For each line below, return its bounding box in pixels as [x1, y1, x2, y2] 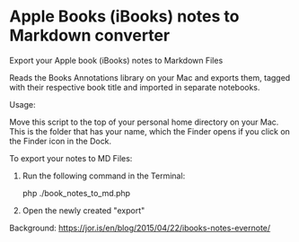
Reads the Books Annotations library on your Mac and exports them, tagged [9, 72, 291, 82]
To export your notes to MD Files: [9, 152, 133, 163]
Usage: [9, 99, 36, 109]
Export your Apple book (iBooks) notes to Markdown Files [9, 55, 224, 65]
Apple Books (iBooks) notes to [9, 6, 240, 27]
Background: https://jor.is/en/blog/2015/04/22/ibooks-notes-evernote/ [9, 222, 271, 233]
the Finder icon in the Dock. [9, 135, 112, 146]
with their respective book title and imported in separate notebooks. [9, 82, 260, 92]
